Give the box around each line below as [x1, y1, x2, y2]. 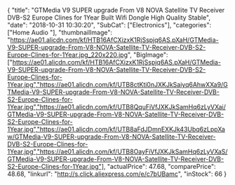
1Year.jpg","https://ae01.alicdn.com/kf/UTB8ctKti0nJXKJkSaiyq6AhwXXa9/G [7, 81, 228, 88]
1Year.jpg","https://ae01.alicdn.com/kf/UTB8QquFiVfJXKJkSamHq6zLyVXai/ [7, 103, 226, 111]
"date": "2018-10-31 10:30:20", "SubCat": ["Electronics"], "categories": [7, 21, 212, 29]
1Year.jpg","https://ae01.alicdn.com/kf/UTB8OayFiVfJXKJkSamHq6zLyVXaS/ [7, 147, 228, 156]
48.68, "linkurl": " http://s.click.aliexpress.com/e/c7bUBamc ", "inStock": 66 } [7, 170, 227, 178]
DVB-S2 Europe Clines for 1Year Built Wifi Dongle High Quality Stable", [7, 13, 210, 22]
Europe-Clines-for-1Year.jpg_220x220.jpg [7, 50, 128, 59]
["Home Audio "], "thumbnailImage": [7, 28, 113, 36]
